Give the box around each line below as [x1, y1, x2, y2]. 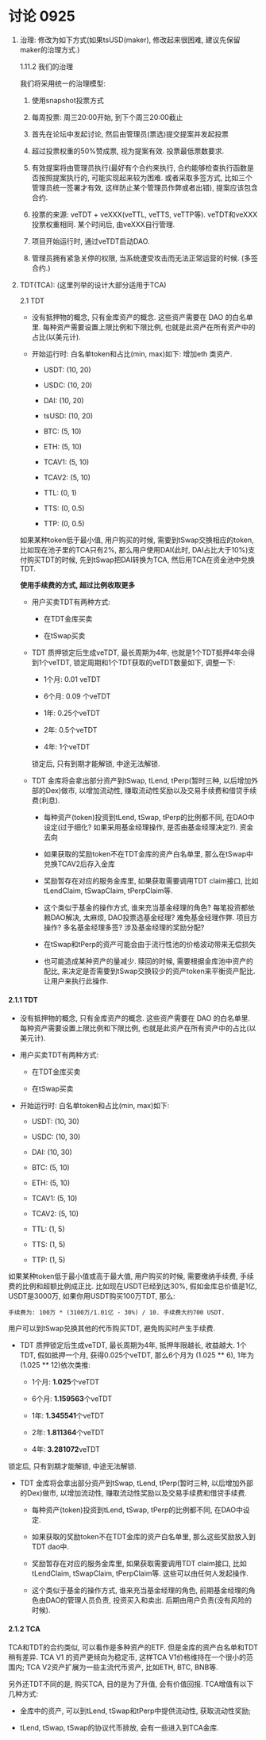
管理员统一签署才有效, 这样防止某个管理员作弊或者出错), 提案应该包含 [31, 183, 258, 192]
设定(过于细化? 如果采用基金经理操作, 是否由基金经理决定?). [43, 822, 238, 832]
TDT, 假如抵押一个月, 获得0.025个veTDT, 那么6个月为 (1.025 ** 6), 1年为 [19, 1350, 254, 1360]
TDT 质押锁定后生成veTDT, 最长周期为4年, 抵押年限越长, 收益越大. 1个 [19, 1341, 248, 1350]
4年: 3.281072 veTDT [31, 1445, 101, 1454]
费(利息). [31, 795, 60, 805]
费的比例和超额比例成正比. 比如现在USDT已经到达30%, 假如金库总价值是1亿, [8, 1281, 258, 1291]
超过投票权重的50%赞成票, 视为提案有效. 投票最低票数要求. [31, 146, 225, 156]
